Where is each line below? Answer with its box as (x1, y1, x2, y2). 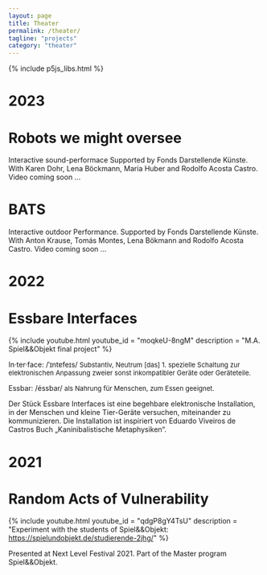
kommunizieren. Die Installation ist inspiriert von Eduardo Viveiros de (8, 416, 236, 426)
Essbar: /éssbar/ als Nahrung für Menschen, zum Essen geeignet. (8, 384, 215, 393)
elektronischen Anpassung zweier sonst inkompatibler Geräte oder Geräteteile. (8, 368, 252, 378)
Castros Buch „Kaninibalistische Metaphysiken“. (8, 425, 167, 434)
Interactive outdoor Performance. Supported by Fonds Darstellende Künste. (8, 227, 259, 237)
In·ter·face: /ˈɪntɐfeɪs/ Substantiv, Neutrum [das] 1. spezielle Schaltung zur (8, 359, 240, 370)
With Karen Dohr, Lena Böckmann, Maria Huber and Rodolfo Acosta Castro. (8, 164, 259, 174)
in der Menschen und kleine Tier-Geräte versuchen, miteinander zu (8, 408, 232, 417)
